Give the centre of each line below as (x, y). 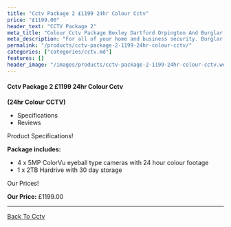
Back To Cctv (26, 216)
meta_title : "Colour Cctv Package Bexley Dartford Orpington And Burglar (115, 33)
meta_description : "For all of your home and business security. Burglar (115, 39)
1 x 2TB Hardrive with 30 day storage (69, 170)
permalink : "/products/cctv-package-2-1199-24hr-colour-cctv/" (100, 45)
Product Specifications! (40, 136)
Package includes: (34, 149)
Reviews (29, 122)
